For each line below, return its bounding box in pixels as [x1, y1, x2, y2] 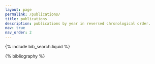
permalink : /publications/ [5, 12, 61, 17]
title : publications [5, 16, 48, 21]
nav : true [5, 26, 26, 31]
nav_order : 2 [5, 30, 32, 35]
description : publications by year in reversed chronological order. [5, 21, 151, 26]
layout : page [5, 7, 32, 12]
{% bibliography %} [5, 53, 45, 59]
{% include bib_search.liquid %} [5, 44, 70, 49]
